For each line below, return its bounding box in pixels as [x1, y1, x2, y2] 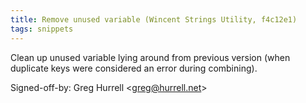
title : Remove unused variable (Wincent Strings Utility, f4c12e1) [10, 14, 298, 25]
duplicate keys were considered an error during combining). [10, 62, 258, 74]
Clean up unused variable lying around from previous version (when [10, 51, 291, 63]
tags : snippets [10, 24, 74, 34]
